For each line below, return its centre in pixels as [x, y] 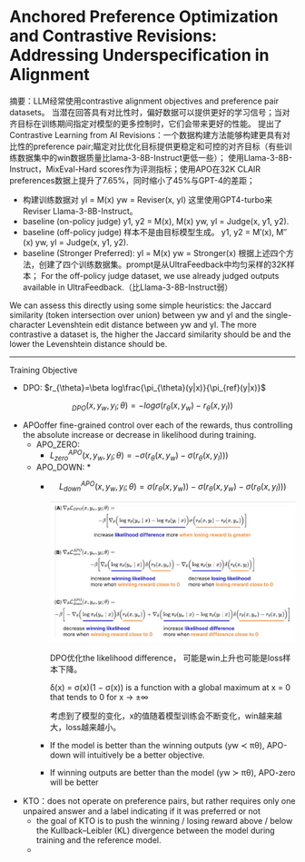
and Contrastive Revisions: [113, 36]
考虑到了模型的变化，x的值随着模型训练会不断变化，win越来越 [166, 716]
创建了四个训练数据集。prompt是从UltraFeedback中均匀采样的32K [163, 264]
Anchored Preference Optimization [144, 17]
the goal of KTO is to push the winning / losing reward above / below [164, 820]
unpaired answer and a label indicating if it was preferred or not [142, 811]
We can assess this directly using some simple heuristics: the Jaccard [141, 305]
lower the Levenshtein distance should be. [89, 343]
